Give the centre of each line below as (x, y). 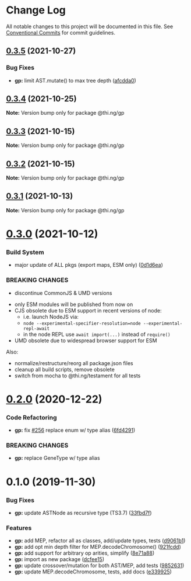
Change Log (36, 10)
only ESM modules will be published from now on (74, 304)
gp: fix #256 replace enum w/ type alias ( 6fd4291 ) (75, 430)
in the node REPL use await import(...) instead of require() (97, 334)
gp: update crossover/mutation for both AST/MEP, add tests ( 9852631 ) (99, 566)
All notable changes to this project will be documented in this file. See (90, 26)
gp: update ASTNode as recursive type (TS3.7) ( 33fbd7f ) (83, 513)
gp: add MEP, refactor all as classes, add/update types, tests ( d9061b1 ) (100, 541)
